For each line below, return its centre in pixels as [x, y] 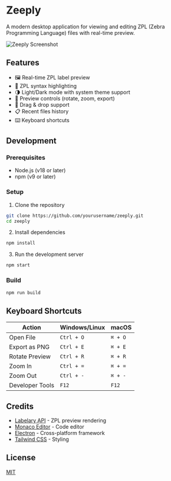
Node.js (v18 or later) [40, 170]
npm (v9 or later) [35, 177]
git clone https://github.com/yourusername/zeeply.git [75, 216]
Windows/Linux [83, 328]
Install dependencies [40, 232]
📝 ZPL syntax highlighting [46, 85]
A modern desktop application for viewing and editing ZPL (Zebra [85, 27]
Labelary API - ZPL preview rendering [60, 421]
